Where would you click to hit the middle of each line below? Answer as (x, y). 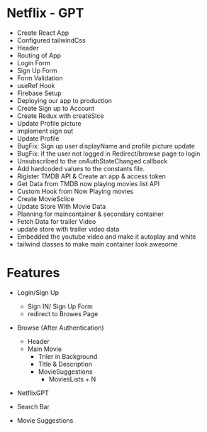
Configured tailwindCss (51, 40)
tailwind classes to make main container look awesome (97, 244)
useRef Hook (36, 85)
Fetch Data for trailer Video (56, 221)
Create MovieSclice (45, 199)
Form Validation (40, 78)
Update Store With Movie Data (61, 206)
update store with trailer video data (68, 229)
